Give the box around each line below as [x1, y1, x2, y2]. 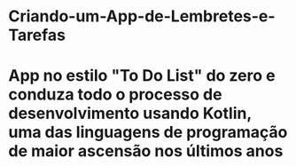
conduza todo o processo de [8, 84, 222, 105]
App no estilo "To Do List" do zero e [8, 66, 276, 86]
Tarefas [8, 25, 66, 45]
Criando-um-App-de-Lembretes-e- [8, 6, 276, 27]
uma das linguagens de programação [8, 123, 288, 143]
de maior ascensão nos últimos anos [8, 141, 284, 162]
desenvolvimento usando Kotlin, [8, 104, 252, 123]
